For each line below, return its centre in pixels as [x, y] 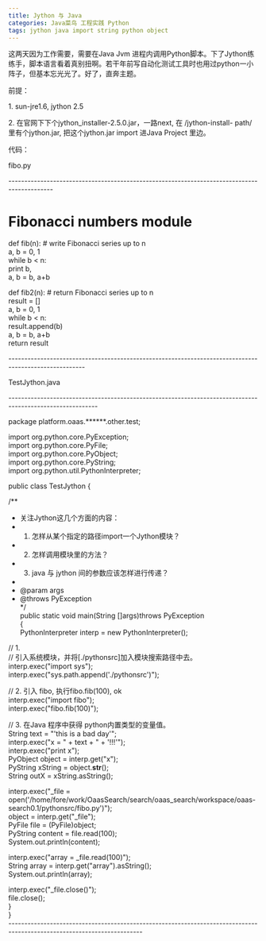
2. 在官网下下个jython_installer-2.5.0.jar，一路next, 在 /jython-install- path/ [130, 123]
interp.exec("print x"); [44, 750]
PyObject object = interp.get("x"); [64, 759]
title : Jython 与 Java [45, 15]
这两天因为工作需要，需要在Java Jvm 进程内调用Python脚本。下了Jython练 [131, 54]
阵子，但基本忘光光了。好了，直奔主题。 [74, 74]
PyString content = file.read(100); [63, 834]
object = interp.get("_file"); [52, 817]
